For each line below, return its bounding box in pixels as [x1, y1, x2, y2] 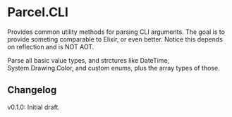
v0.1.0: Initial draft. [7, 103, 60, 111]
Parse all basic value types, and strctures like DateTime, [7, 56, 170, 64]
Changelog [7, 84, 57, 96]
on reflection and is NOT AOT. [7, 42, 94, 51]
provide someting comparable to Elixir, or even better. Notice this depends [7, 35, 224, 43]
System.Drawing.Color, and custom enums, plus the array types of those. [7, 63, 220, 72]
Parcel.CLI [7, 4, 69, 20]
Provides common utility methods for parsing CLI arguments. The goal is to [7, 27, 226, 36]
